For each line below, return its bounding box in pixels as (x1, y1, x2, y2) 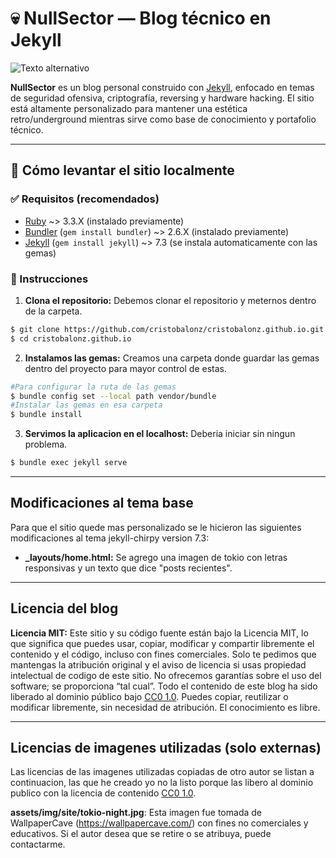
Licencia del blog (10, 600, 119, 617)
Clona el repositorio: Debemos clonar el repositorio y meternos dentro (24, 294, 317, 306)
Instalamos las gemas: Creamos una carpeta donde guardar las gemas (24, 352, 320, 364)
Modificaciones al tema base (10, 495, 194, 512)
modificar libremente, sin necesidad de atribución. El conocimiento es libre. (10, 701, 321, 713)
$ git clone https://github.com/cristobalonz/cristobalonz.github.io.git (10, 324, 325, 334)
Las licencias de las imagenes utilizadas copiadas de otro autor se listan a (10, 766, 315, 778)
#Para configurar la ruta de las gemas (10, 382, 177, 392)
